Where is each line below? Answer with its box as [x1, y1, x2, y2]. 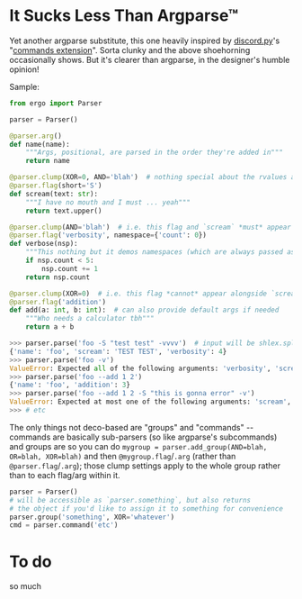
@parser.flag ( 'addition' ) [9, 297, 106, 306]
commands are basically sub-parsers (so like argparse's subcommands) [9, 431, 278, 442]
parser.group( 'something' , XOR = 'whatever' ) [9, 513, 175, 522]
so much [9, 581, 42, 592]
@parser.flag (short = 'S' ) [9, 181, 102, 190]
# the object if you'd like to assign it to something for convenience [9, 504, 283, 513]
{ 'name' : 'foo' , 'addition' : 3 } [9, 380, 130, 390]
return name [25, 157, 70, 166]
